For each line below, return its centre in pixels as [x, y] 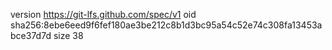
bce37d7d [31, 35]
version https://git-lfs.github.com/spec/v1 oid [103, 14]
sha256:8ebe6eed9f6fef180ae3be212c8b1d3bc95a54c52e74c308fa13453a [166, 25]
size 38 [68, 35]
